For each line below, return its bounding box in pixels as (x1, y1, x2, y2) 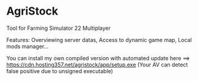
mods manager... (6, 43, 49, 50)
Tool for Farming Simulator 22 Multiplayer (6, 24, 111, 32)
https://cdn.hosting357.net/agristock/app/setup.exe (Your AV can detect (6, 61, 188, 68)
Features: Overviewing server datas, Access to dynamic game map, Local (6, 36, 193, 43)
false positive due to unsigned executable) (6, 67, 113, 74)
